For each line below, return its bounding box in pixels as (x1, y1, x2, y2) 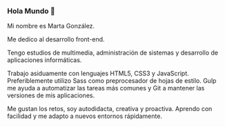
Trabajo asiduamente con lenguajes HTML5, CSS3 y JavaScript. (7, 69, 190, 78)
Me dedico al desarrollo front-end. (7, 35, 105, 43)
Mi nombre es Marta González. (7, 22, 95, 30)
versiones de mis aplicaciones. (7, 91, 95, 99)
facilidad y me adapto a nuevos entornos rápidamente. (7, 112, 162, 120)
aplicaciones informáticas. (7, 56, 82, 64)
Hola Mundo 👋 (7, 6, 55, 16)
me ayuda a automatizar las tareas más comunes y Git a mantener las (7, 84, 205, 92)
